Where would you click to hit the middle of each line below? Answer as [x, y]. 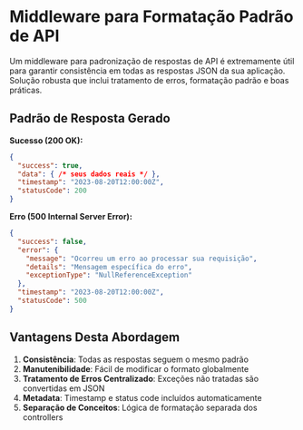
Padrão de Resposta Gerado [90, 118]
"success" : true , [50, 165]
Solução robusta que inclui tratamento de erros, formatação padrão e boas [149, 80]
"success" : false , [53, 241]
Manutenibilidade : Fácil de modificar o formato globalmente [136, 368]
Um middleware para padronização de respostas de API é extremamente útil [152, 61]
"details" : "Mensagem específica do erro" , [109, 267]
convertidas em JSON [64, 388]
